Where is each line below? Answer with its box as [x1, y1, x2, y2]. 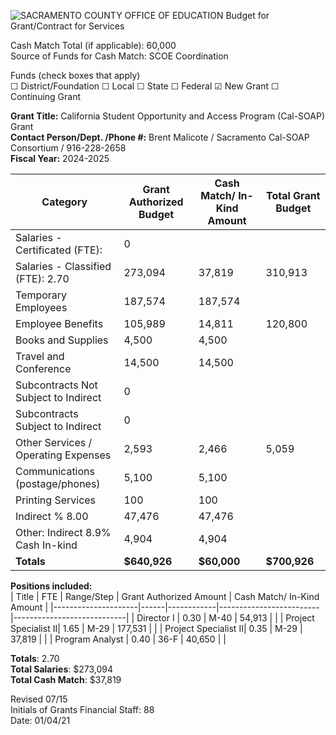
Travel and [15, 350, 65, 363]
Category [41, 195, 88, 209]
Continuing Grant [10, 91, 82, 102]
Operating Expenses [15, 448, 112, 462]
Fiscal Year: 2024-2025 [10, 153, 110, 164]
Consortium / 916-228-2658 [10, 142, 127, 154]
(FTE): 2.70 [15, 272, 70, 285]
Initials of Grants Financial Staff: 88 [10, 704, 155, 715]
